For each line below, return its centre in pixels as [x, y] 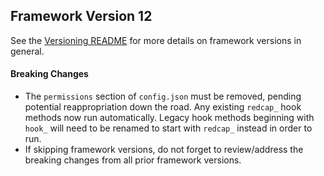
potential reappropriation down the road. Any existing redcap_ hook [163, 107]
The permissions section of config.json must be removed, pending [163, 96]
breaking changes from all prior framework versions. [133, 160]
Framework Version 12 [81, 16]
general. [27, 51]
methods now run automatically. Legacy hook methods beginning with [169, 118]
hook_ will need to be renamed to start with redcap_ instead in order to [168, 128]
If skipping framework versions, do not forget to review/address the [164, 150]
